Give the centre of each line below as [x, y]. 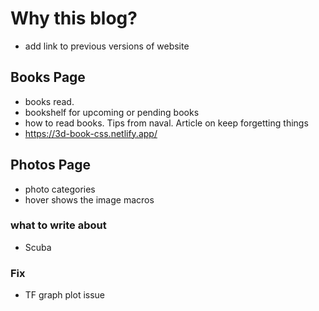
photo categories [60, 189]
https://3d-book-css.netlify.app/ [91, 133]
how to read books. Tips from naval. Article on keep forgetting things [166, 123]
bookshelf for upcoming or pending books [112, 112]
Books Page [48, 77]
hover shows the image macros [89, 199]
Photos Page [50, 165]
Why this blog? [74, 18]
